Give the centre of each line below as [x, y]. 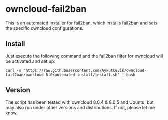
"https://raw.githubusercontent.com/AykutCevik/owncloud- [85, 70]
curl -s [13, 70]
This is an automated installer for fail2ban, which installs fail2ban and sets [81, 23]
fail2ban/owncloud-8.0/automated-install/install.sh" [63, 75]
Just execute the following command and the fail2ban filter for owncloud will [84, 56]
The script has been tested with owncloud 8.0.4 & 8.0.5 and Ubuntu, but [79, 102]
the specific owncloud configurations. [44, 28]
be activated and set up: [30, 61]
